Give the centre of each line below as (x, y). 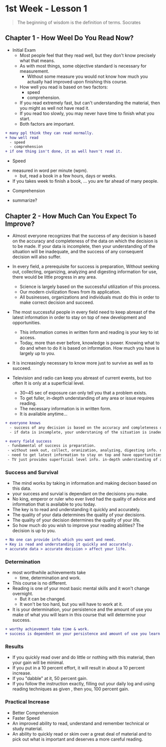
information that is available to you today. (54, 504)
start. (25, 118)
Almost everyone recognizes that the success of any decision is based (84, 235)
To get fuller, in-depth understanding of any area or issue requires (87, 398)
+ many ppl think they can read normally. (49, 133)
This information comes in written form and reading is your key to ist (89, 332)
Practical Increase (27, 702)
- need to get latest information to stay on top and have (69, 455)
